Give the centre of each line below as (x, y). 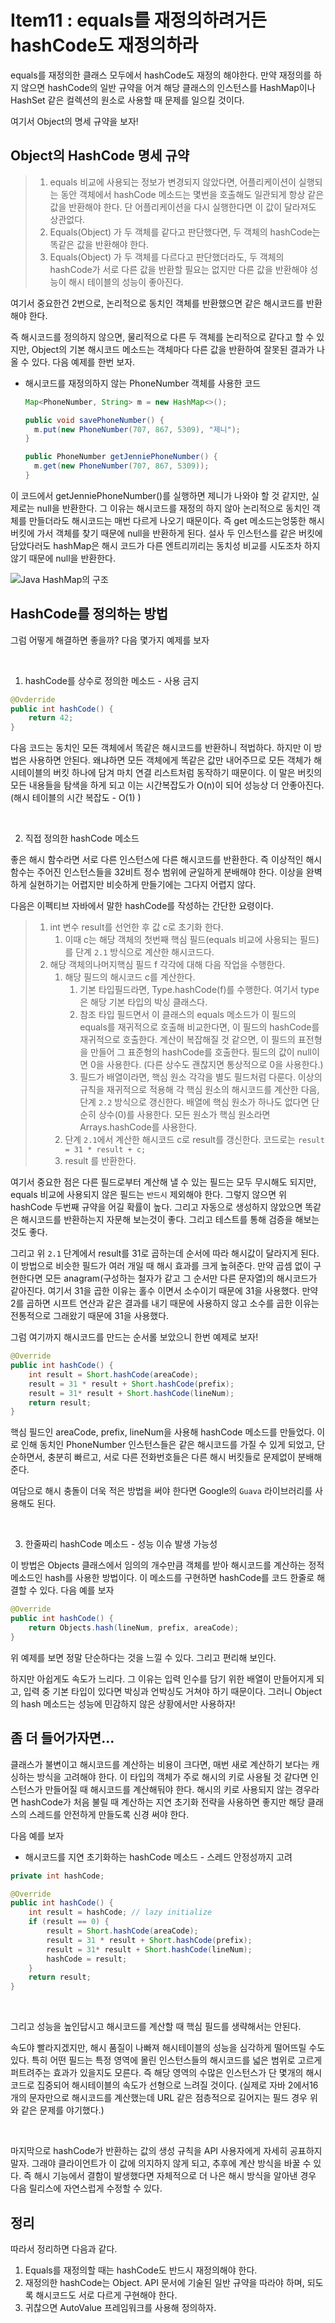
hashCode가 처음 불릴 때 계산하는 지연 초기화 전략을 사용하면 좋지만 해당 (163, 1802)
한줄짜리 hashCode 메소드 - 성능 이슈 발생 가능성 (121, 1544)
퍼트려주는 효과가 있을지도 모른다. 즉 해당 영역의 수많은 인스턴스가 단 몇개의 (157, 2073)
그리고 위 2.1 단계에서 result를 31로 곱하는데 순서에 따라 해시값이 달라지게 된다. (165, 1253)
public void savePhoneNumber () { (94, 420)
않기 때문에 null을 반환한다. (63, 558)
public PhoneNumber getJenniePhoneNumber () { (121, 457)
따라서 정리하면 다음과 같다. (64, 2248)
